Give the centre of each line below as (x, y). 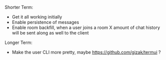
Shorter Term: (19, 7)
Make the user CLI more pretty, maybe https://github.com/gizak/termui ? (86, 52)
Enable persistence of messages (45, 22)
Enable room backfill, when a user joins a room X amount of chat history (86, 27)
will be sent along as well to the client (50, 33)
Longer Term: (19, 42)
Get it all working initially (37, 17)
